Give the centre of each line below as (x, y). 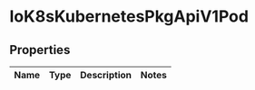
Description (106, 75)
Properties (40, 50)
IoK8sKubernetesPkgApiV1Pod (129, 17)
